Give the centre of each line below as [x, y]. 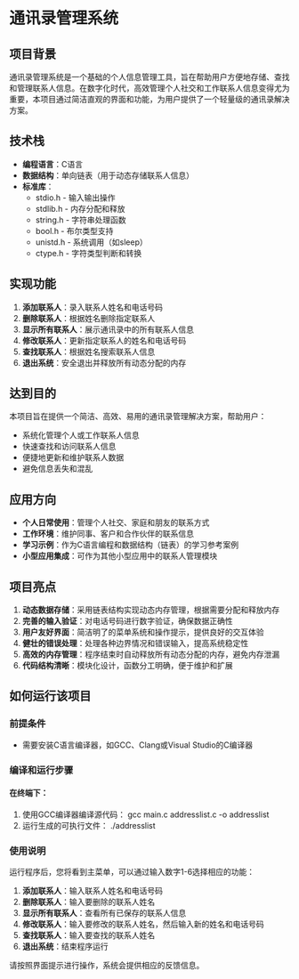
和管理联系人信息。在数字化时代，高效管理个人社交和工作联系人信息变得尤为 [149, 88]
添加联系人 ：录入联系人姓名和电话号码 [92, 307]
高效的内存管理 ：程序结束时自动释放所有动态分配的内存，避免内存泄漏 [151, 654]
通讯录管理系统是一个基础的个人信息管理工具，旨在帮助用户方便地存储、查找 [149, 77]
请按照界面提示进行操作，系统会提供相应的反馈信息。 [107, 966]
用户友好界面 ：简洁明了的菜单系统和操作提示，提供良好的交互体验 [143, 632]
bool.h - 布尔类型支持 [74, 231]
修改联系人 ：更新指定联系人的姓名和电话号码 [104, 340]
